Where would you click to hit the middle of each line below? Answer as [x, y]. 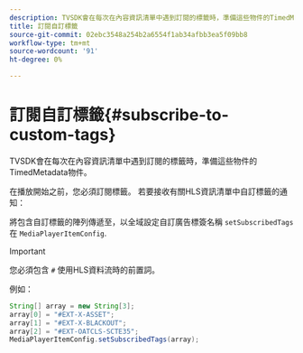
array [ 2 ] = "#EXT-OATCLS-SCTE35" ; [74, 331]
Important [28, 251]
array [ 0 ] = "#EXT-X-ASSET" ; [62, 314]
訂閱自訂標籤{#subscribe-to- [119, 115]
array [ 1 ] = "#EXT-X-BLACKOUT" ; [68, 323]
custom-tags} [63, 135]
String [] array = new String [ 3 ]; [72, 306]
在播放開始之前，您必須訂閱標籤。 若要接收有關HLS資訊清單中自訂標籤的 [145, 191]
